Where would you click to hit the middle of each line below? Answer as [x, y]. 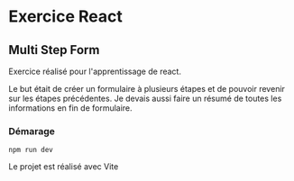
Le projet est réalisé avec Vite [64, 167]
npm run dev [31, 150]
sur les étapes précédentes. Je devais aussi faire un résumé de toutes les [145, 98]
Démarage [32, 131]
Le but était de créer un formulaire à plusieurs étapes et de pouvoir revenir [147, 89]
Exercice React [65, 17]
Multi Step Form [54, 50]
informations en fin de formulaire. [70, 108]
